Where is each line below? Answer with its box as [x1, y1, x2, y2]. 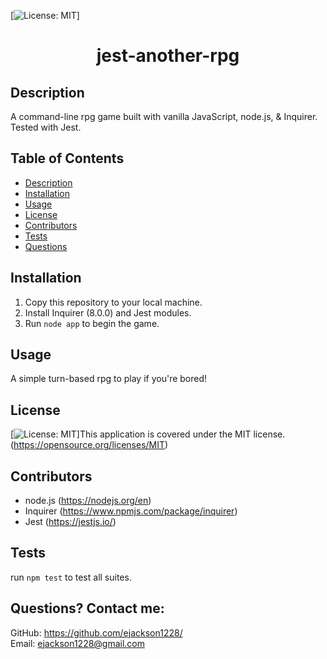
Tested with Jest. [10, 121, 82, 133]
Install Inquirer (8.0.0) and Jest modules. [24, 306, 192, 319]
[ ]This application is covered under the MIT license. [10, 428, 286, 440]
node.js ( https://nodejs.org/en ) [24, 495, 152, 507]
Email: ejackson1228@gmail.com [10, 637, 146, 649]
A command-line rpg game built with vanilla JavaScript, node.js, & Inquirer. [10, 111, 318, 122]
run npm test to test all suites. [10, 571, 132, 583]
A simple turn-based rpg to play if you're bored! [10, 373, 208, 385]
